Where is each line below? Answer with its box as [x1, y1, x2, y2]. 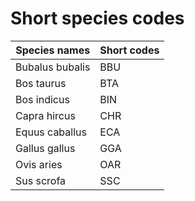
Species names [15, 43, 91, 57]
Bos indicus [15, 92, 70, 106]
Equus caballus [15, 125, 87, 139]
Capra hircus [15, 108, 76, 122]
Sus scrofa [15, 173, 67, 187]
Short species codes [10, 7, 185, 30]
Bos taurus [15, 76, 67, 90]
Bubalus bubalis [15, 60, 91, 74]
